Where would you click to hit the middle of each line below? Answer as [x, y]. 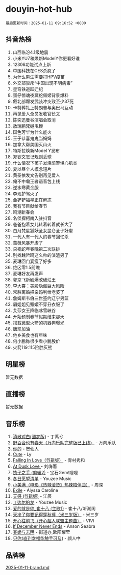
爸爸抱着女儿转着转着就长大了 [43, 224]
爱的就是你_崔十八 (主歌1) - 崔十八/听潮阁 [54, 509]
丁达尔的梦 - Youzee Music [40, 502]
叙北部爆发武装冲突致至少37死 [43, 101]
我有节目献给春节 [30, 206]
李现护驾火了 [25, 193]
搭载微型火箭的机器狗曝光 [38, 323]
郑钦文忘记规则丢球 [32, 156]
